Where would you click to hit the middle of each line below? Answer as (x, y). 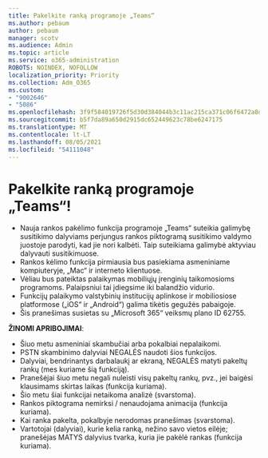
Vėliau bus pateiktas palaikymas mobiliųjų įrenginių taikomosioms (127, 279)
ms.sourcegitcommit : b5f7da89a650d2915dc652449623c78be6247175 (116, 120)
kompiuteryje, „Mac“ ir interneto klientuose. (91, 271)
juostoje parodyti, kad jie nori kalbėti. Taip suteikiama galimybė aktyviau (138, 245)
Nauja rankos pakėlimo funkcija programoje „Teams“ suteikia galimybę (135, 228)
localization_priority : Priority (64, 75)
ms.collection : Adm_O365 (49, 82)
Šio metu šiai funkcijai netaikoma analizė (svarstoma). (108, 395)
